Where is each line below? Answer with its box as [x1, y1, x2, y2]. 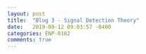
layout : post [7, 10, 46, 18]
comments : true [7, 36, 52, 43]
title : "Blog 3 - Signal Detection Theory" [7, 17, 140, 24]
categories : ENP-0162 [7, 29, 71, 37]
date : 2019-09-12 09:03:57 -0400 [7, 23, 112, 30]
